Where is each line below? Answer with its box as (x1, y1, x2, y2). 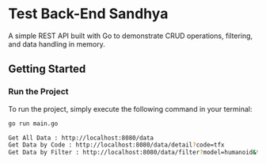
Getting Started (8, 63, 86, 76)
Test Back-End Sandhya (8, 5, 169, 23)
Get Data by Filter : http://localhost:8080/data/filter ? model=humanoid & (8, 148, 257, 157)
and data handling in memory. (8, 39, 105, 48)
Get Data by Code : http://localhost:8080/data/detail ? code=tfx (8, 141, 225, 149)
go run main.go (8, 120, 59, 128)
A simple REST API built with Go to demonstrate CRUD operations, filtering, (8, 31, 253, 40)
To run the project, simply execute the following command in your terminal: (8, 104, 253, 113)
